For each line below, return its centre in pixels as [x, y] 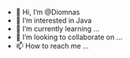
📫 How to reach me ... [52, 46]
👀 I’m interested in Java [54, 20]
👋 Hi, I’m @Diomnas [48, 12]
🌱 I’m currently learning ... [58, 29]
